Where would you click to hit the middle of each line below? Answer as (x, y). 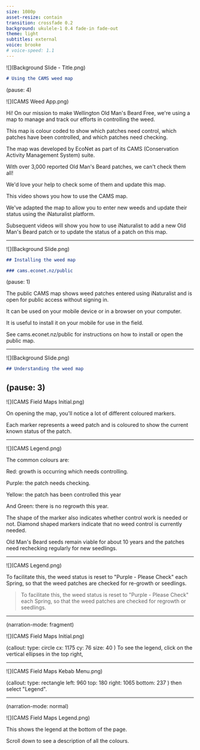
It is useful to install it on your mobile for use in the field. (75, 323)
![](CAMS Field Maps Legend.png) (48, 718)
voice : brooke (24, 45)
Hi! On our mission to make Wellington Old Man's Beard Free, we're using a (98, 113)
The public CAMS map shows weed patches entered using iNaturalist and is (99, 293)
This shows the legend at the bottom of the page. (67, 729)
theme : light (22, 34)
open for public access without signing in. (57, 300)
